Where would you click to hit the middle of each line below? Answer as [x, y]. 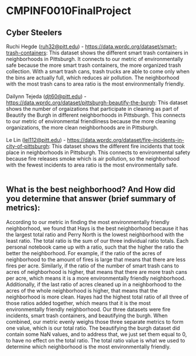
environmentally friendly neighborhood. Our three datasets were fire [88, 309]
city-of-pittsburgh [27, 146]
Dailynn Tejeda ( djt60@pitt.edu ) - [46, 96]
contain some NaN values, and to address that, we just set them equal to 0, [97, 334]
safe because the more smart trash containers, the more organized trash [94, 65]
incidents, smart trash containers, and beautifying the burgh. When [87, 316]
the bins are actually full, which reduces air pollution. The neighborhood [93, 78]
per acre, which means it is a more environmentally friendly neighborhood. [96, 278]
